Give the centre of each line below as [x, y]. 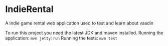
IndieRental [29, 9]
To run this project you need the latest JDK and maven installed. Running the [84, 32]
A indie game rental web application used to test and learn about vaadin [79, 23]
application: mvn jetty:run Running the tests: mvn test [61, 38]
